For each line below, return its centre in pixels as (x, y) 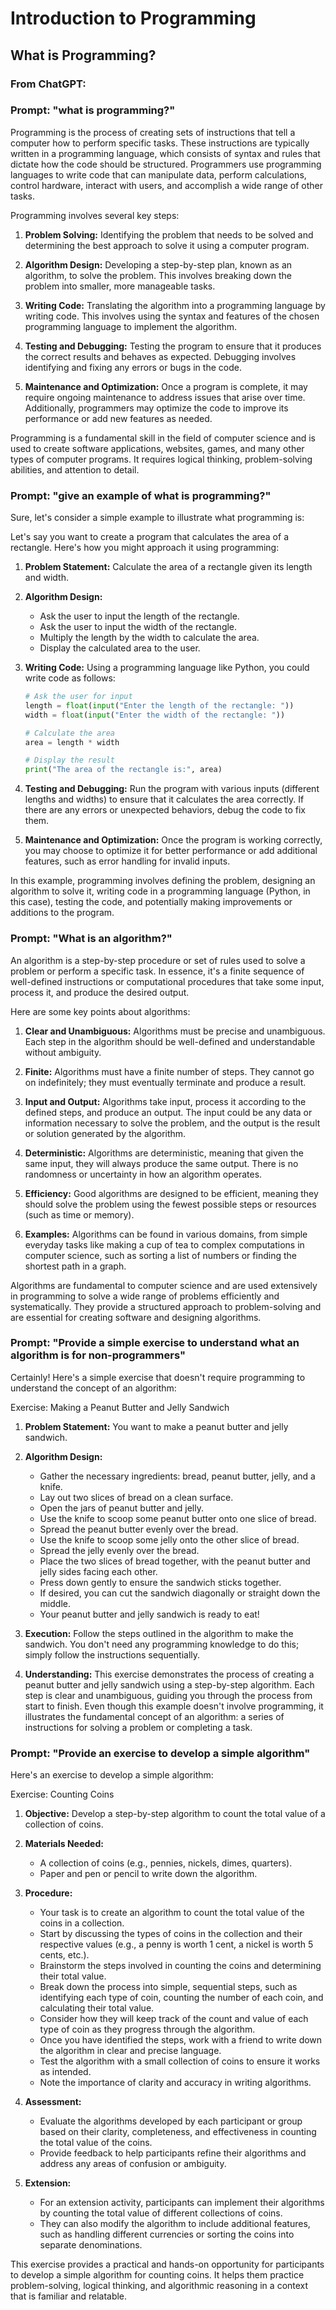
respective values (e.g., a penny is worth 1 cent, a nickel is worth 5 (176, 1944)
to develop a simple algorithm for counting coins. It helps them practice (157, 2275)
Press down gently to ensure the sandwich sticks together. (160, 1582)
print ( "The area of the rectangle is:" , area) (123, 770)
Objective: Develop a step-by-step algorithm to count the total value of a (175, 1814)
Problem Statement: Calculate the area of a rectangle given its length (168, 567)
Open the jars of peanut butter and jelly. (121, 1508)
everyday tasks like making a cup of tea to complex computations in (164, 1244)
